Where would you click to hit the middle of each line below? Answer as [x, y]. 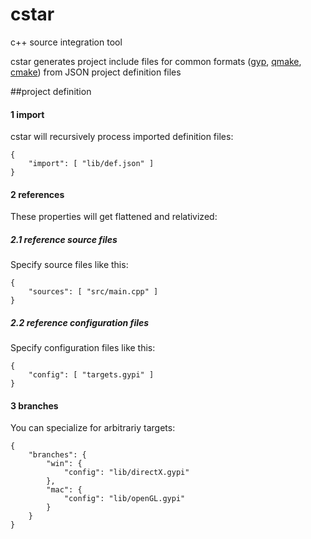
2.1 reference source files [64, 239]
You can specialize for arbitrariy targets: [93, 428]
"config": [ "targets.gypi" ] [91, 375]
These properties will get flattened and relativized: [114, 217]
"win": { [64, 464]
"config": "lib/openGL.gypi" [124, 499]
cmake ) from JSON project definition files [96, 72]
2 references [37, 194]
